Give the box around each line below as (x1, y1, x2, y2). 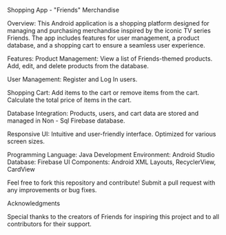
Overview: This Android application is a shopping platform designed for (7, 19, 210, 27)
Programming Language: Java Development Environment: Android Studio (7, 151, 215, 159)
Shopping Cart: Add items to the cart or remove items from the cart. (7, 89, 200, 96)
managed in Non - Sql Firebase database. (7, 116, 125, 125)
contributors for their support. (7, 220, 92, 228)
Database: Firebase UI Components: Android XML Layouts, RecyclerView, (7, 158, 216, 166)
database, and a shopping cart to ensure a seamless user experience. (7, 41, 205, 49)
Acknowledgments (7, 199, 61, 207)
